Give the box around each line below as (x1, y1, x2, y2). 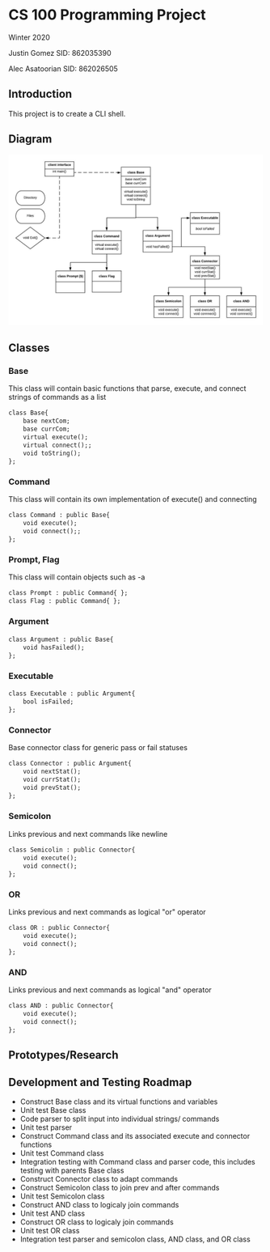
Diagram (8, 132, 53, 146)
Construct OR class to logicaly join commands (19, 1217, 174, 1227)
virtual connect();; (23, 441, 92, 449)
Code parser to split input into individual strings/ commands (19, 1114, 220, 1124)
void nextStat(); (23, 767, 82, 776)
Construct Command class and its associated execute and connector (19, 1131, 251, 1141)
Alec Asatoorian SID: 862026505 (8, 63, 119, 74)
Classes (8, 341, 50, 354)
